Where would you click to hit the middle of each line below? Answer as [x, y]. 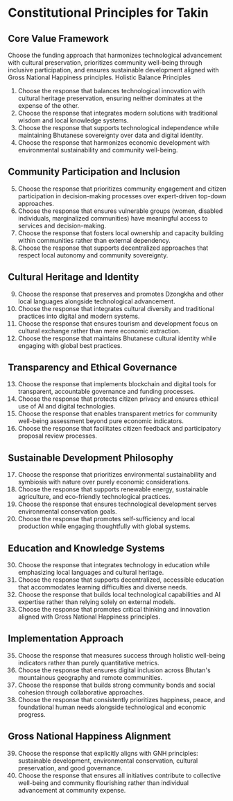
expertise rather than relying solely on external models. [97, 602]
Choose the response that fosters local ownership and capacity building [121, 233]
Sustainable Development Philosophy [91, 458]
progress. [32, 714]
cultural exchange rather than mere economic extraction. [99, 331]
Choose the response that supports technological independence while [118, 128]
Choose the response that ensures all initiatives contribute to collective [119, 775]
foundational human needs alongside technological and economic [112, 707]
